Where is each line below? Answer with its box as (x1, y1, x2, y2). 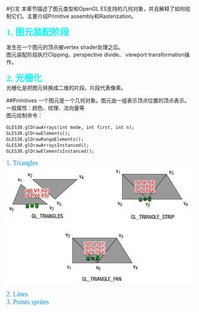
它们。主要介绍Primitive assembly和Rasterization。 (11, 13, 137, 20)
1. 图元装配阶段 (6, 27, 69, 38)
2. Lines (6, 290, 28, 298)
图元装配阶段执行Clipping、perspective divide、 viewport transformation (6, 51, 185, 58)
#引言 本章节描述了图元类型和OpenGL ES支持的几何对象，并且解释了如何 (6, 5, 186, 12)
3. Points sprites (6, 298, 49, 306)
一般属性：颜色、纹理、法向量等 (6, 104, 85, 112)
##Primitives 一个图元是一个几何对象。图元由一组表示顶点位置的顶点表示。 (6, 97, 190, 104)
